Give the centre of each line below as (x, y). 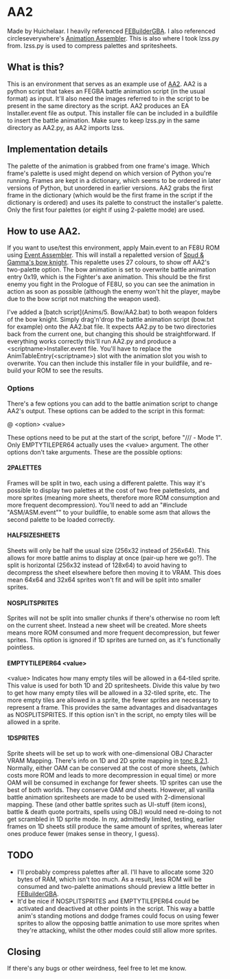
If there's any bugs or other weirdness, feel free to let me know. (97, 968)
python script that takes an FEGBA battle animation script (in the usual (106, 91)
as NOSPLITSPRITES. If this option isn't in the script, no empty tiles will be (112, 715)
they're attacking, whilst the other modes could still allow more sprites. (117, 930)
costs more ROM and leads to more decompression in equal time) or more (112, 775)
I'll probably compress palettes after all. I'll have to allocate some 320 (115, 872)
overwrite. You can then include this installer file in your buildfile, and (105, 363)
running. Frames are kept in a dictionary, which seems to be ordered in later (114, 180)
